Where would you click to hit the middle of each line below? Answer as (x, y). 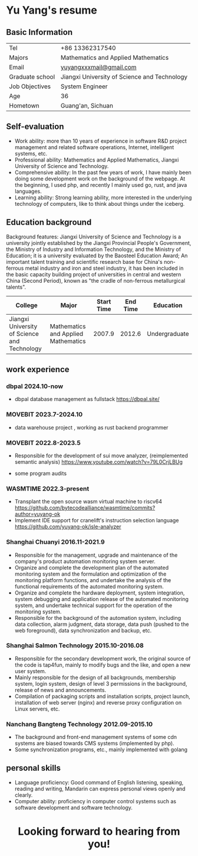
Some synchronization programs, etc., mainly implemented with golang (101, 750)
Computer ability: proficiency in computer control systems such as (95, 801)
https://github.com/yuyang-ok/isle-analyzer (68, 526)
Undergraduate (168, 334)
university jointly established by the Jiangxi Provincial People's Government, (99, 243)
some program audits (40, 473)
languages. (28, 191)
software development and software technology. (73, 807)
